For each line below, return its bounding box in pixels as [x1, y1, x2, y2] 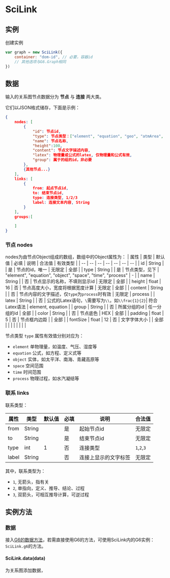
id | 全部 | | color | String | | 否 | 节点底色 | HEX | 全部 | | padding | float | [14, 310, 164, 316]
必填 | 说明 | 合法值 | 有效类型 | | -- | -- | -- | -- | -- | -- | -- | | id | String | [13, 260, 164, 266]
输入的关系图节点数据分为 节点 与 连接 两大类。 [5, 94, 104, 100]
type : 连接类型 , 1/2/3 [32, 195, 78, 201]
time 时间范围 [12, 369, 42, 375]
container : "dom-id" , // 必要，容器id [14, 54, 93, 60]
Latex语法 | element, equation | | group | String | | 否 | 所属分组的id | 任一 [5, 304, 157, 310]
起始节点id [79, 425, 104, 432]
